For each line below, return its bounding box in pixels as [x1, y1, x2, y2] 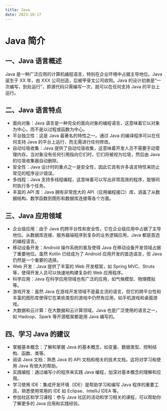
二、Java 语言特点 [5, 106, 62, 114]
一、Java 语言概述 [5, 57, 62, 65]
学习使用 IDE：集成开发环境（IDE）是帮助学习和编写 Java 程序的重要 [12, 381, 154, 387]
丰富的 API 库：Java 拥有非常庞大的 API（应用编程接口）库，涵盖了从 [12, 189, 156, 195]
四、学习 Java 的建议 [5, 330, 70, 338]
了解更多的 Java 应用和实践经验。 [12, 400, 82, 406]
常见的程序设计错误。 [12, 170, 57, 176]
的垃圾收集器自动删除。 [12, 158, 61, 164]
